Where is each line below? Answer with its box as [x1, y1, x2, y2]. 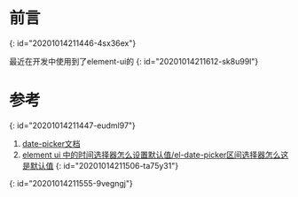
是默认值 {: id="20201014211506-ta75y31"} [21, 160, 179, 170]
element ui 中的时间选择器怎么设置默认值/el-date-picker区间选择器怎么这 [21, 149, 289, 160]
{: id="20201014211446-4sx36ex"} [9, 37, 137, 49]
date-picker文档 [21, 138, 82, 148]
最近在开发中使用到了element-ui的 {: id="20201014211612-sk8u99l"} [9, 56, 259, 66]
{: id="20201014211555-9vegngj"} [9, 178, 133, 188]
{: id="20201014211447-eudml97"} [9, 120, 136, 131]
